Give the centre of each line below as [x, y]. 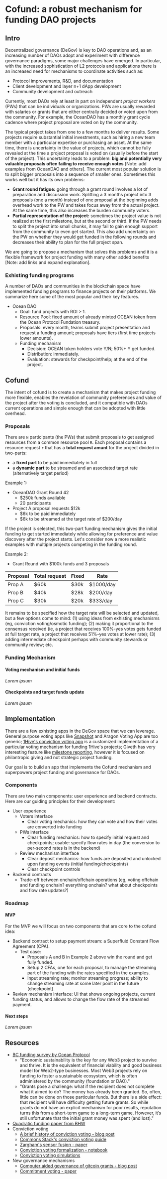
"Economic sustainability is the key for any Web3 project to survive [88, 1060]
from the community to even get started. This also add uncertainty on [83, 232]
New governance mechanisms [43, 1160]
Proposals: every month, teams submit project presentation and [85, 328]
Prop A [16, 585]
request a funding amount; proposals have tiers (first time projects [87, 333]
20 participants [35, 503]
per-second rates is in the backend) [64, 848]
